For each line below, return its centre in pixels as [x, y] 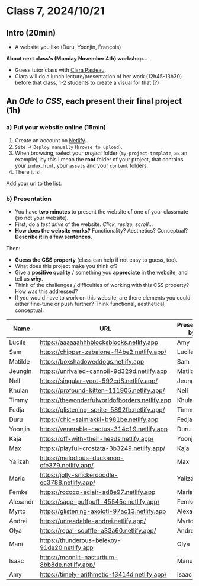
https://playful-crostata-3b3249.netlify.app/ [102, 448]
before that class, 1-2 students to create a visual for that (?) [87, 82]
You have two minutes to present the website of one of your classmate [101, 211]
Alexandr [22, 501]
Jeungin [20, 371]
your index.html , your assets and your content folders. [81, 165]
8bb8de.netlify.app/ [67, 565]
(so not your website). [41, 218]
